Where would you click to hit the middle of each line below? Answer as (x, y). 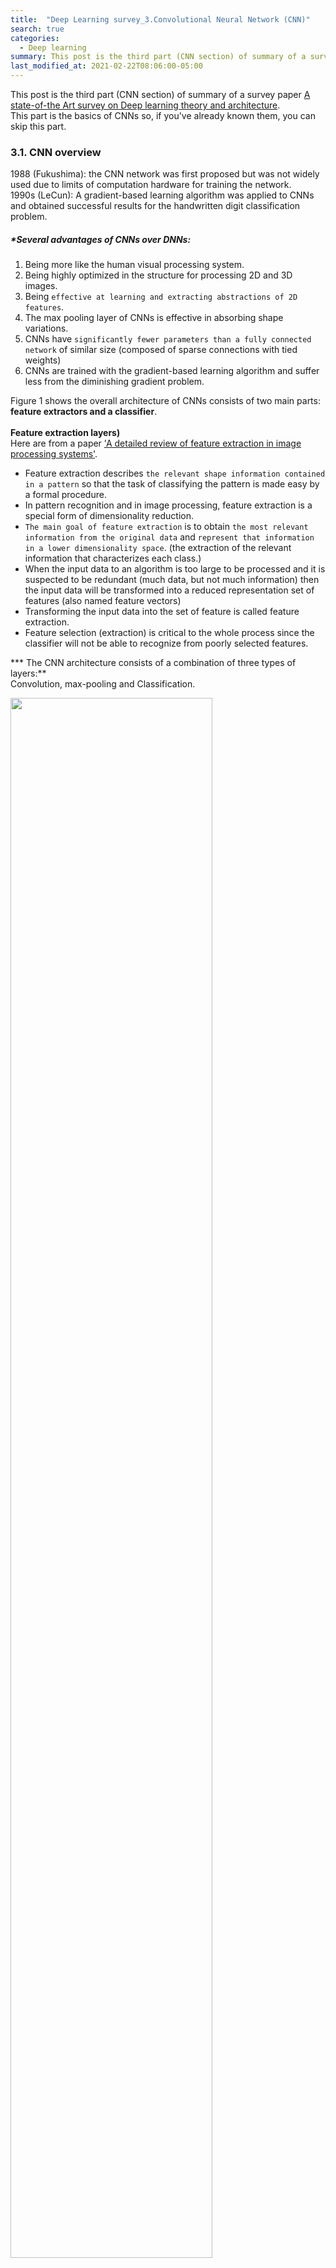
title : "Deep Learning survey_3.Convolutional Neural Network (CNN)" (160, 19)
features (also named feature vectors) (103, 601)
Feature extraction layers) (65, 433)
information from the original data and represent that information (169, 537)
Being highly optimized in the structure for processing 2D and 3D (158, 275)
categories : (35, 38)
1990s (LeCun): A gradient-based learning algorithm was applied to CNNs (162, 195)
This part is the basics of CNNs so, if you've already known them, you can (163, 115)
